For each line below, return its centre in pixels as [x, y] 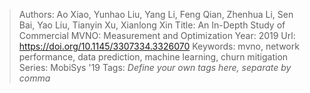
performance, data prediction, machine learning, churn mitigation [153, 57]
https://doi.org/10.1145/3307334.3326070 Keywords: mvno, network [159, 46]
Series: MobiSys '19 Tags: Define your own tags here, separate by [155, 67]
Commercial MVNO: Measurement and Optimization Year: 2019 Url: [157, 35]
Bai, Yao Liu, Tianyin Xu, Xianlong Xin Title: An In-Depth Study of [152, 25]
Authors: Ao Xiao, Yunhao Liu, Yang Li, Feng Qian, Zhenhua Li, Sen [156, 14]
